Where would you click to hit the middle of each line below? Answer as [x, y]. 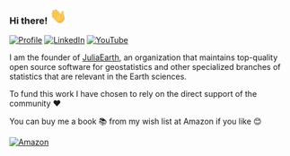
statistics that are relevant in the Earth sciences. [98, 77]
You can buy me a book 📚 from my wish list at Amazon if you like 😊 [136, 121]
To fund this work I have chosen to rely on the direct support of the [133, 94]
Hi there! [29, 21]
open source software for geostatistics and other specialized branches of [145, 67]
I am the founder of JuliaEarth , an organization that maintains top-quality [144, 57]
